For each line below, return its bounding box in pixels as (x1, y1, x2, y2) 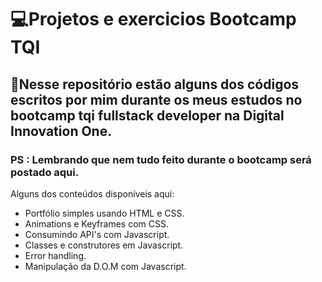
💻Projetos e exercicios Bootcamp (10, 8, 297, 31)
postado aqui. (10, 165, 80, 179)
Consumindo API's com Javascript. (24, 228, 170, 240)
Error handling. (24, 249, 87, 261)
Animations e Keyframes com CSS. (24, 217, 170, 230)
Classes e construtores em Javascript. (24, 239, 184, 251)
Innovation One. (10, 122, 113, 140)
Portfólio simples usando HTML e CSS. (24, 207, 185, 219)
